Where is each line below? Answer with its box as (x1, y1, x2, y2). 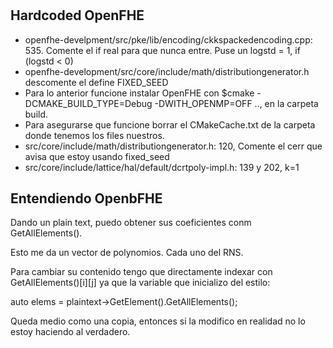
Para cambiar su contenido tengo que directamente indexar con (10, 266, 273, 278)
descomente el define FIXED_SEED (24, 76, 169, 88)
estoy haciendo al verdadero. (10, 326, 131, 338)
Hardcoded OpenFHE (10, 7, 145, 24)
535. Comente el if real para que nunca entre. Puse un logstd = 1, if (24, 44, 301, 56)
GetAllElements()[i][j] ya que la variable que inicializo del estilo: (10, 277, 271, 289)
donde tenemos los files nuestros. (24, 129, 165, 141)
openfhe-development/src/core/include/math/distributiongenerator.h (24, 65, 310, 77)
